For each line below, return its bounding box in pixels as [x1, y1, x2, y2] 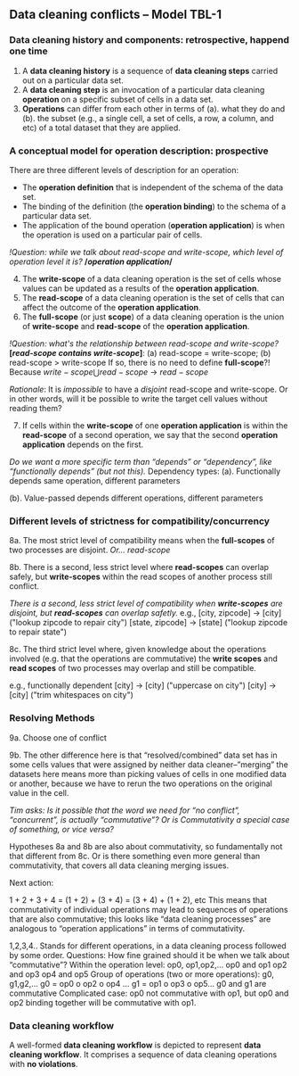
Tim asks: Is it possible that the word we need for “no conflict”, [9, 805, 240, 815]
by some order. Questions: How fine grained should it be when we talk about [9, 949, 290, 960]
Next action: [9, 877, 54, 888]
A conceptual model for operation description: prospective [9, 145, 269, 157]
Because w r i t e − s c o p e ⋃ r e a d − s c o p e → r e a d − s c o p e [9, 366, 209, 377]
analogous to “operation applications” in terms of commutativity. [9, 923, 246, 933]
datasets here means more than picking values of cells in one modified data [9, 768, 287, 779]
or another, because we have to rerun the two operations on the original [9, 778, 273, 789]
